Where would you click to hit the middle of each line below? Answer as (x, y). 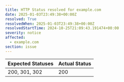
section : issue (21, 47)
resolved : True (21, 19)
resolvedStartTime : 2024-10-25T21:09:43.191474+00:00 (62, 28)
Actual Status (74, 64)
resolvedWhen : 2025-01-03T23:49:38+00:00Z (50, 24)
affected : (15, 38)
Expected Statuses (31, 64)
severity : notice (23, 33)
